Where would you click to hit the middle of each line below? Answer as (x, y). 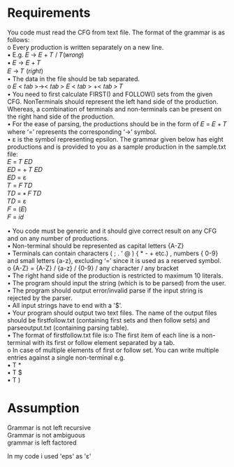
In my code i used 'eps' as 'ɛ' (49, 456)
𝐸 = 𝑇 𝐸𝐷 (20, 161)
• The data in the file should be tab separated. (74, 79)
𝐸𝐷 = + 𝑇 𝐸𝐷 (25, 169)
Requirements (49, 13)
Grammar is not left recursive (49, 427)
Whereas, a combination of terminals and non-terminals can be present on (115, 109)
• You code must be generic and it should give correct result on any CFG (112, 231)
